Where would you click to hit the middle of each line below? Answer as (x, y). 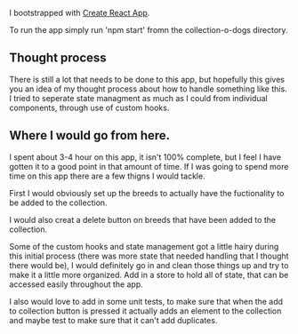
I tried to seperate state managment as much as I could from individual (139, 98)
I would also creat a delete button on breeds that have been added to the (143, 219)
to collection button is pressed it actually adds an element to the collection (145, 311)
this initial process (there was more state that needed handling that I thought (149, 256)
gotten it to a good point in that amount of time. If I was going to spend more (149, 166)
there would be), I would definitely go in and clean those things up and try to (149, 265)
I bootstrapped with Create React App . (80, 13)
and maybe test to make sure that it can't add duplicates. (113, 320)
